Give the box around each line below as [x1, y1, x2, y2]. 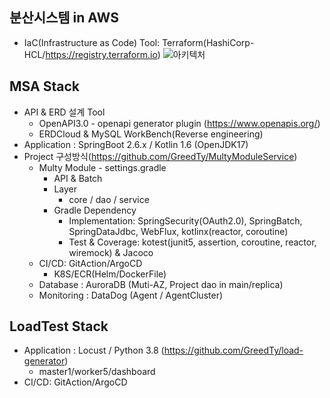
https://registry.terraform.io [45, 48, 158, 60]
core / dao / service [68, 193, 150, 205]
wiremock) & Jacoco [68, 246, 154, 258]
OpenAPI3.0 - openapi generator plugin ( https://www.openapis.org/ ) [38, 117, 321, 129]
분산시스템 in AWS [9, 9, 119, 27]
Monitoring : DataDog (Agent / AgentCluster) [38, 289, 224, 301]
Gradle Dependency [53, 204, 137, 216]
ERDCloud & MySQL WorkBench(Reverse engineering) [38, 128, 264, 140]
